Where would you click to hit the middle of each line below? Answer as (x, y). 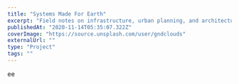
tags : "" (20, 54)
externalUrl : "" (31, 41)
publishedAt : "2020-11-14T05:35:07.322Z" (70, 27)
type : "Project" (31, 47)
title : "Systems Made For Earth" (57, 14)
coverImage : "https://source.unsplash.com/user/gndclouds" (97, 34)
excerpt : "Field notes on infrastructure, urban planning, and (103, 21)
